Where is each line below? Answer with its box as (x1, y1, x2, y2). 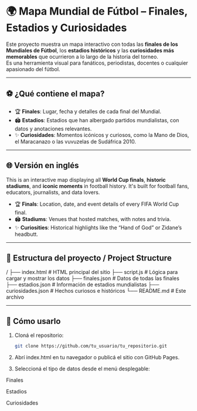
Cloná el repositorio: (14, 332, 64, 339)
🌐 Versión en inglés (6, 161, 79, 171)
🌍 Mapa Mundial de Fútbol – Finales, (6, 5, 188, 18)
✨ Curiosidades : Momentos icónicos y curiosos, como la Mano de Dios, (14, 131, 189, 138)
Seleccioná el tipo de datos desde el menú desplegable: (14, 365, 151, 372)
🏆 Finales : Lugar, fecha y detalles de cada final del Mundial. (14, 108, 161, 115)
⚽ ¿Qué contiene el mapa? (6, 89, 105, 99)
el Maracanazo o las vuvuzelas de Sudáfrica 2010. (14, 138, 137, 145)
